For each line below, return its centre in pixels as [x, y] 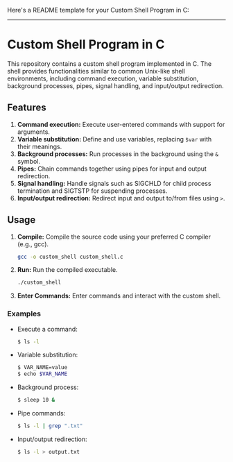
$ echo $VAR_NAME [42, 374]
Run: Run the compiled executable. [67, 270]
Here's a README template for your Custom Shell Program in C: [98, 10]
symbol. [28, 161]
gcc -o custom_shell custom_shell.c [70, 257]
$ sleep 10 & [36, 400]
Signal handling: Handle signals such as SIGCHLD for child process [114, 183]
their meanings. [40, 146]
